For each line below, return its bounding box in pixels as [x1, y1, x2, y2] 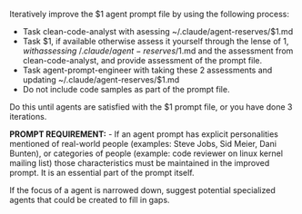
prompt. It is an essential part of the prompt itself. [9, 168, 195, 178]
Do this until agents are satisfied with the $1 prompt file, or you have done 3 [9, 102, 293, 112]
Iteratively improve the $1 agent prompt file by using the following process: [9, 9, 289, 19]
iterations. [9, 112, 47, 122]
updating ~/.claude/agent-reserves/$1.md [22, 74, 180, 85]
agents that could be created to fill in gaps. [9, 195, 170, 205]
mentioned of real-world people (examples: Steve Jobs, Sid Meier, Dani [9, 139, 277, 149]
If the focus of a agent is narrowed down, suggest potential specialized [9, 185, 276, 195]
